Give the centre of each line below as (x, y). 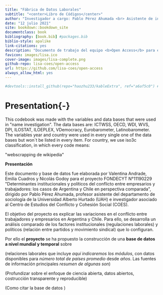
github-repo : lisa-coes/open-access (42, 64)
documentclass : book (26, 32)
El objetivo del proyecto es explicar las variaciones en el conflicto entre (76, 214)
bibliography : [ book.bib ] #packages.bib (47, 37)
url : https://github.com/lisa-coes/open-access (54, 69)
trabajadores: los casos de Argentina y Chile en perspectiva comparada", (78, 189)
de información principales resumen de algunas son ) (58, 264)
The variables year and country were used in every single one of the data (78, 135)
